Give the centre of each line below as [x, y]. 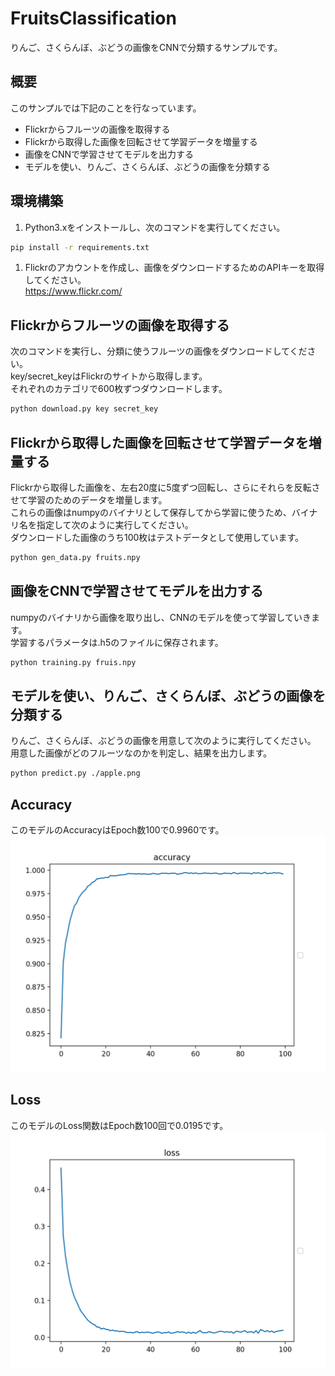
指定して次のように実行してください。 [115, 524]
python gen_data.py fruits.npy [75, 557]
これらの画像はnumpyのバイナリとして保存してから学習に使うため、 [151, 512]
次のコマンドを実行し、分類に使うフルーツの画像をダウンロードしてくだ [159, 351]
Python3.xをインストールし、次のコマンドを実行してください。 [155, 227]
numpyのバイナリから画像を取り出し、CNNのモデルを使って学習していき [161, 617]
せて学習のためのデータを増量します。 [89, 499]
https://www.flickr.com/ [73, 291]
